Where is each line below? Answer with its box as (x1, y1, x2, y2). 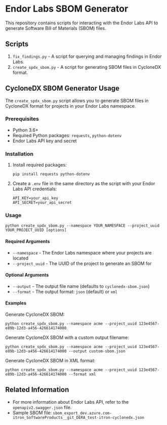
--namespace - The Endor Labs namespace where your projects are (12, 249, 152, 256)
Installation (5, 150, 34, 157)
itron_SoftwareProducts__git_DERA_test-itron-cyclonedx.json (12, 415, 145, 420)
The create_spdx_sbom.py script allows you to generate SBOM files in (5, 97, 149, 104)
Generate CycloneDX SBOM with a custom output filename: (5, 334, 129, 341)
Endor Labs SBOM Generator (5, 3, 129, 15)
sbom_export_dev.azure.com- (53, 410, 112, 415)
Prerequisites (5, 115, 39, 122)
